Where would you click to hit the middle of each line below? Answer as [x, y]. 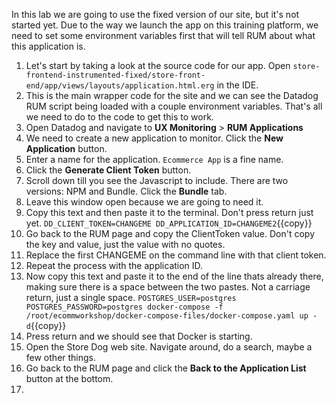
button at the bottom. [69, 378]
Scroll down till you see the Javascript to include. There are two [157, 180]
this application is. [48, 46]
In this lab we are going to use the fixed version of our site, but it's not [155, 14]
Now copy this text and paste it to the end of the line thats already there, [174, 276]
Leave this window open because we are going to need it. [144, 202]
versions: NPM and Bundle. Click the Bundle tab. [126, 191]
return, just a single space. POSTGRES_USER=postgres [131, 297]
